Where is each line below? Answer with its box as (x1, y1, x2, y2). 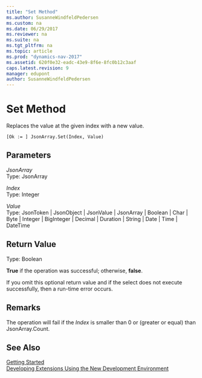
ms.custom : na (6, 20, 42, 26)
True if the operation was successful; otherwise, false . (6, 267, 143, 274)
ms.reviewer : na (6, 31, 47, 37)
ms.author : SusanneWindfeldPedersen (6, 14, 99, 21)
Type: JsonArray (6, 173, 48, 180)
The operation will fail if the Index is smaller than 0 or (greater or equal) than (6, 318, 196, 326)
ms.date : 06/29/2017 (6, 25, 59, 32)
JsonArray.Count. (6, 325, 50, 332)
